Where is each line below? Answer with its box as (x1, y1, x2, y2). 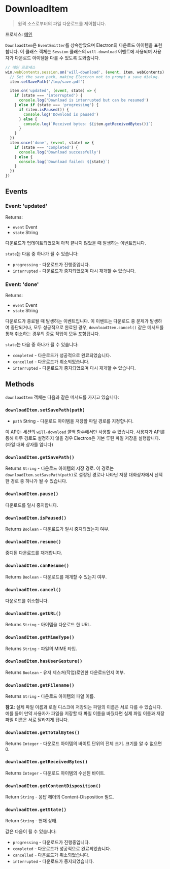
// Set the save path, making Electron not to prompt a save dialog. (10, 74, 160, 79)
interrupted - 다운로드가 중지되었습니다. (12, 858, 94, 864)
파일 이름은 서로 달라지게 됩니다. (5, 717, 70, 723)
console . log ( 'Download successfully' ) (18, 149, 101, 155)
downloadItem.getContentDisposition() (5, 783, 101, 789)
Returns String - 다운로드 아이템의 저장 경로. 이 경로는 (5, 465, 114, 471)
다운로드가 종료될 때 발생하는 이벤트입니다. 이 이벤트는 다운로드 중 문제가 (5, 318, 149, 324)
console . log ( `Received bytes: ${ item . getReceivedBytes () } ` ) (23, 121, 153, 126)
